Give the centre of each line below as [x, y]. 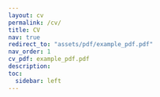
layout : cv [26, 15]
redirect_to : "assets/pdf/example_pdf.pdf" [81, 45]
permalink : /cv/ [35, 23]
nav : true [24, 37]
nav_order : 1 [30, 52]
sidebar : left [38, 81]
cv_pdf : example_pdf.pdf [49, 59]
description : [30, 66]
